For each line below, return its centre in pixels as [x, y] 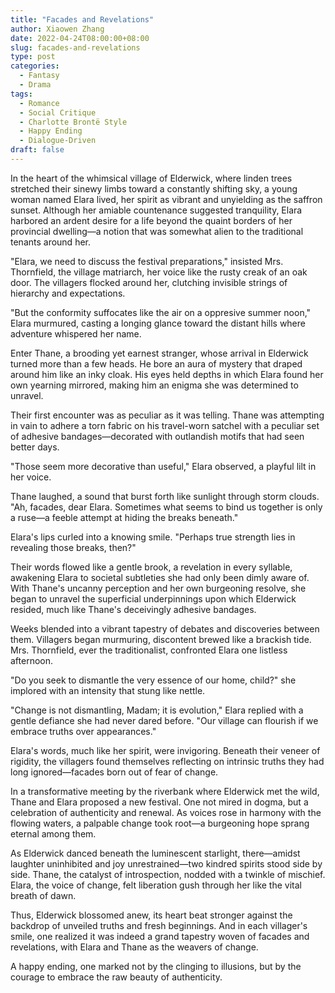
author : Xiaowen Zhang [57, 29]
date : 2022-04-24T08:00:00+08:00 [80, 38]
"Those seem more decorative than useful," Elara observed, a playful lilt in [163, 466]
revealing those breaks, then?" [73, 547]
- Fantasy [39, 76]
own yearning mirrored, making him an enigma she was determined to [154, 385]
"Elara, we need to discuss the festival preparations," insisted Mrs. [147, 261]
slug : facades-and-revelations [75, 47]
